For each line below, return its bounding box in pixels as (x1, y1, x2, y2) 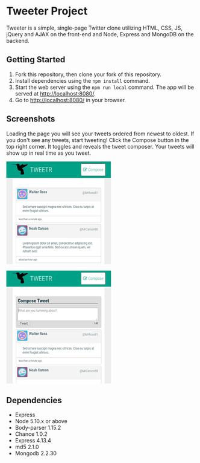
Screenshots (6, 114, 55, 125)
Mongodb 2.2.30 (14, 450, 57, 457)
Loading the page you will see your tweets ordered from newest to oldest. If (6, 130, 195, 137)
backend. (6, 37, 30, 44)
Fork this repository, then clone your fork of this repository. (14, 71, 161, 78)
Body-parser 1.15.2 (14, 424, 61, 432)
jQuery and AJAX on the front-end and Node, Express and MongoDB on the (6, 30, 194, 37)
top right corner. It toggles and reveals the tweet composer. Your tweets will (6, 143, 195, 150)
